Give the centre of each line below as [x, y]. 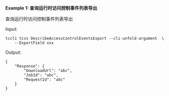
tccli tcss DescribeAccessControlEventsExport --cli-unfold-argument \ [85, 38]
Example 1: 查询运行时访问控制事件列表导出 [51, 8]
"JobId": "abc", [41, 75]
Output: [13, 52]
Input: [12, 29]
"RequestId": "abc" [45, 80]
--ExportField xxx [34, 43]
